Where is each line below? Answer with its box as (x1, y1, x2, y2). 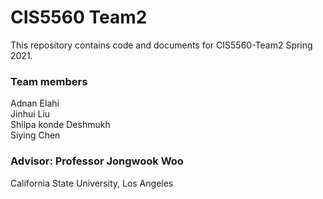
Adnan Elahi (10, 97, 60, 110)
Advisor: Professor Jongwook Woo (10, 154, 184, 168)
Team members (10, 74, 88, 88)
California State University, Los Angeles (10, 177, 174, 189)
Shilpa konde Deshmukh (10, 119, 111, 131)
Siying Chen (10, 129, 61, 141)
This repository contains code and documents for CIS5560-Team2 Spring (10, 39, 313, 51)
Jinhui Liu (10, 108, 51, 120)
